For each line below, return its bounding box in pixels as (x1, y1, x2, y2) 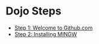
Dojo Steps (5, 4, 62, 18)
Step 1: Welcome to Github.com (14, 24, 93, 31)
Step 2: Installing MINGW (14, 30, 77, 37)
